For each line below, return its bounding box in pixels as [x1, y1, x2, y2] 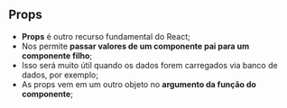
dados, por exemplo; [21, 69, 98, 80]
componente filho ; [21, 49, 93, 61]
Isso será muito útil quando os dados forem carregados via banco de [21, 59, 278, 70]
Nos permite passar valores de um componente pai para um [21, 40, 250, 51]
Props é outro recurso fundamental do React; [21, 31, 190, 41]
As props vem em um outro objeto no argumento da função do [21, 78, 256, 89]
